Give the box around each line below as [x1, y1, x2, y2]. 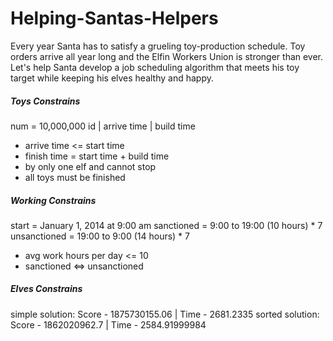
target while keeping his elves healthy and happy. [10, 72, 215, 84]
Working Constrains [10, 194, 97, 206]
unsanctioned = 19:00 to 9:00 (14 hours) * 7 [10, 230, 190, 242]
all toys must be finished [24, 171, 126, 183]
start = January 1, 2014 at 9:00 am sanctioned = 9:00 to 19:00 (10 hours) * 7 [10, 219, 323, 231]
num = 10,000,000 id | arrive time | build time [10, 120, 196, 132]
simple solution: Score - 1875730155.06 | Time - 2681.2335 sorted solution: [10, 308, 320, 320]
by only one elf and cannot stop [24, 160, 157, 172]
